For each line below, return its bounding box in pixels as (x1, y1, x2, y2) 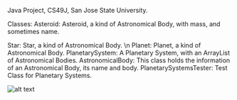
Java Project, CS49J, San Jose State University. (7, 6, 148, 14)
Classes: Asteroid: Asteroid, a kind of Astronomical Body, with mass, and (7, 20, 221, 28)
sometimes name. (7, 28, 60, 35)
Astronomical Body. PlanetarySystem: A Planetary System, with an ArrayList (7, 49, 230, 57)
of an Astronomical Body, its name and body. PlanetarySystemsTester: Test (7, 64, 228, 72)
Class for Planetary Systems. (7, 71, 93, 79)
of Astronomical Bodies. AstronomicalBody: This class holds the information (7, 56, 231, 65)
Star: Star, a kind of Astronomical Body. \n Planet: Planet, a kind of (7, 41, 201, 49)
